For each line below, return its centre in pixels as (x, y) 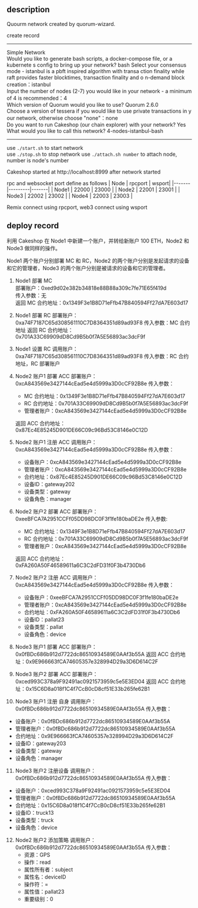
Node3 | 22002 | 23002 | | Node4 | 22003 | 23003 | (70, 196)
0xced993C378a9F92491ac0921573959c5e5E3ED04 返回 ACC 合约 (98, 681)
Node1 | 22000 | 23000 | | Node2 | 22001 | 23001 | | (117, 189)
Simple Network (26, 52)
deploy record (33, 226)
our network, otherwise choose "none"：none (62, 118)
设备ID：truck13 (34, 812)
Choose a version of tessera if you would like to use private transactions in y (99, 111)
